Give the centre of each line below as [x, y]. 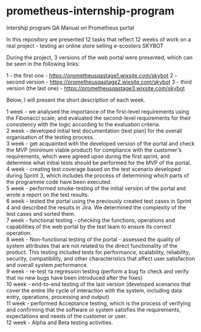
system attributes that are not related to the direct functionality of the [92, 245]
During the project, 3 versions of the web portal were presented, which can [99, 57]
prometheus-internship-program [90, 11]
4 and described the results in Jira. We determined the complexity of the [96, 207]
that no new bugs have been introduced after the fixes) [75, 277]
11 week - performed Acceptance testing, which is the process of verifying [98, 303]
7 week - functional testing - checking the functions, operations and [91, 220]
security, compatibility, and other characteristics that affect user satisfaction [101, 258]
